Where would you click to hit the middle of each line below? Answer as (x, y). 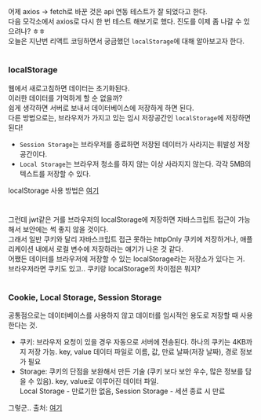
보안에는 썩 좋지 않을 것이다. (65, 229)
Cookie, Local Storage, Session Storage (85, 297)
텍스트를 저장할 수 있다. (55, 173)
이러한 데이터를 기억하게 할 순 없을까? (65, 98)
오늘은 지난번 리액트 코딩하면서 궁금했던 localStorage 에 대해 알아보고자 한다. (127, 41)
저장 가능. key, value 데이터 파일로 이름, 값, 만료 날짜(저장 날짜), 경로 (133, 352)
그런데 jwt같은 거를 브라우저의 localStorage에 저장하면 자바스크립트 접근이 (122, 219)
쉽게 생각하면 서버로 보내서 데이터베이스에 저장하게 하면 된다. (101, 108)
